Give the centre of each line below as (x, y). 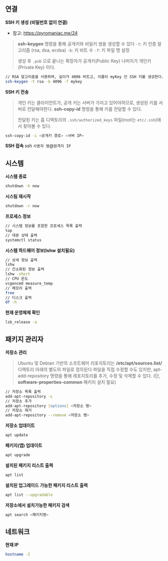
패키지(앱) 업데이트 (24, 446)
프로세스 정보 (18, 216)
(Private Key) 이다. (36, 67)
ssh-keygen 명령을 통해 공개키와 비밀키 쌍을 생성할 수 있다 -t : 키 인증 (87, 44)
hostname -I (18, 554)
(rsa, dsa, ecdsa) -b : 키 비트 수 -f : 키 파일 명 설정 (80, 50)
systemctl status (23, 240)
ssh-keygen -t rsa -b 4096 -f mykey (44, 82)
